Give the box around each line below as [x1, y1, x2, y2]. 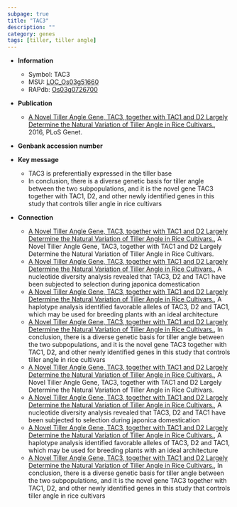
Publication [17, 99, 53, 107]
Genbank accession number [17, 142, 103, 150]
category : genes [7, 30, 55, 38]
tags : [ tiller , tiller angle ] [7, 37, 97, 44]
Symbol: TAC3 [28, 70, 70, 79]
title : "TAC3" [7, 17, 50, 24]
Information [17, 56, 54, 65]
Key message [17, 156, 59, 164]
